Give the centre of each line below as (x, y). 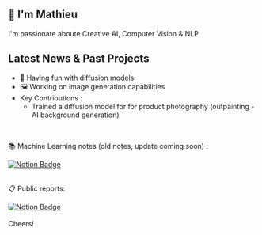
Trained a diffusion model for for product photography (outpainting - (143, 106)
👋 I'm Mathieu (43, 15)
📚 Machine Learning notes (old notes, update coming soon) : (108, 146)
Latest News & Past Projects (79, 59)
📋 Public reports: (37, 188)
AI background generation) (76, 115)
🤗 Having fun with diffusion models (77, 78)
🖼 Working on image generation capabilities (92, 86)
